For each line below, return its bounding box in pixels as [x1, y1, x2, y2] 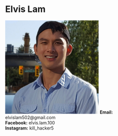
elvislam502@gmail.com [5, 114, 56, 120]
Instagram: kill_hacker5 [5, 125, 54, 131]
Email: [99, 109, 113, 115]
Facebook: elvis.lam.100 [5, 119, 55, 125]
